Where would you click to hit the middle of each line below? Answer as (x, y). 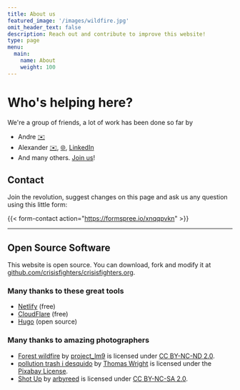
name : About (38, 61)
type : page (24, 41)
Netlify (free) (36, 306)
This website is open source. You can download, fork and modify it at (109, 265)
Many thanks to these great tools (66, 291)
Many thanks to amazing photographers (79, 340)
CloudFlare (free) (43, 314)
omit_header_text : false (44, 27)
